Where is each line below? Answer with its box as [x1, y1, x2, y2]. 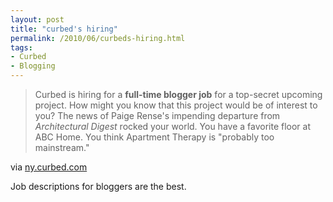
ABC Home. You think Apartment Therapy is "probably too [34, 131, 275, 143]
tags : [10, 42, 33, 53]
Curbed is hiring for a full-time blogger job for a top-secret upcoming [34, 89, 323, 100]
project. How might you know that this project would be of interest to [34, 99, 318, 111]
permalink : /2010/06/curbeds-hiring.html [10, 33, 186, 43]
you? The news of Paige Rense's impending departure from [34, 110, 281, 121]
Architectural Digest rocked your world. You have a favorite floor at [34, 121, 312, 132]
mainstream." [34, 142, 90, 153]
